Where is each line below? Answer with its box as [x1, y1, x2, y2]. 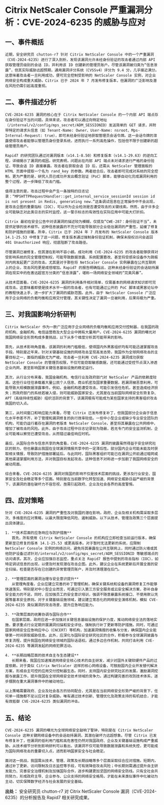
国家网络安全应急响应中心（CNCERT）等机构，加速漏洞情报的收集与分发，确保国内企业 [5, 628, 153, 633]
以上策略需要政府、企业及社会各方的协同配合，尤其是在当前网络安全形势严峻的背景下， [5, 689, 155, 693]
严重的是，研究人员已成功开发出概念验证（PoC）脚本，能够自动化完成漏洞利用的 [19, 174, 158, 179]
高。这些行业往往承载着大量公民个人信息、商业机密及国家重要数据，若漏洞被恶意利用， [5, 380, 155, 385]
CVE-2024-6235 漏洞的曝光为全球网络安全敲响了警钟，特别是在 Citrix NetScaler [5, 728, 153, 733]
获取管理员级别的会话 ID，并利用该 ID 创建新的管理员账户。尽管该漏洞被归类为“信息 [5, 62, 154, 67]
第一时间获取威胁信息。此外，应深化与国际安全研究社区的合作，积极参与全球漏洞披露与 [8, 633, 158, 638]
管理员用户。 [8, 144, 31, 148]
